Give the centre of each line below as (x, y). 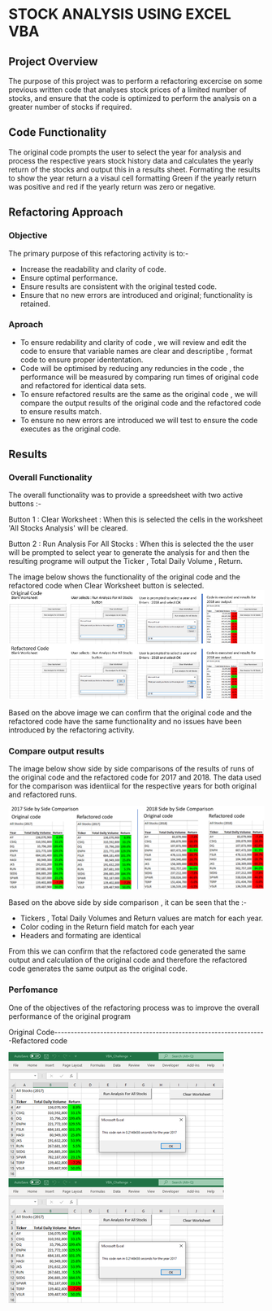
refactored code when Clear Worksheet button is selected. (106, 586)
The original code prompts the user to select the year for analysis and (125, 152)
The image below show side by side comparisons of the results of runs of (131, 769)
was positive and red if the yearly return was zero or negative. (112, 186)
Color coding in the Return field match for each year (107, 927)
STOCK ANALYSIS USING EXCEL (120, 14)
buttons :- (25, 504)
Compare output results (56, 751)
